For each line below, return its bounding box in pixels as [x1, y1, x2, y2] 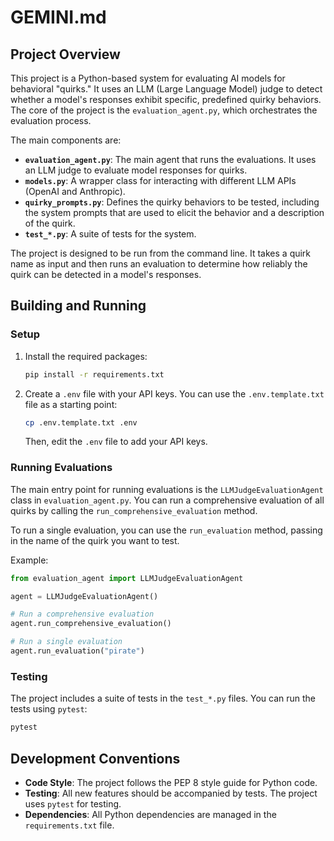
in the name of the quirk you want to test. [10, 534, 180, 546]
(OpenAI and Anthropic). [24, 186, 126, 197]
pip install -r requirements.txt [24, 369, 165, 380]
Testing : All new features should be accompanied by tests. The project [24, 787, 318, 799]
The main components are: [10, 134, 122, 146]
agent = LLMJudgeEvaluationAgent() [10, 591, 159, 601]
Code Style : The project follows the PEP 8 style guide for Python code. [24, 776, 318, 788]
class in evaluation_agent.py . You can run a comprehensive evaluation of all [10, 494, 325, 506]
